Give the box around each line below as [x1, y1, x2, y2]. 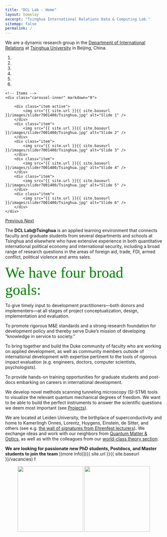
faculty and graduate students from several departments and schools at [5, 233, 153, 239]
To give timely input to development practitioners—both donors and [5, 302, 145, 308]
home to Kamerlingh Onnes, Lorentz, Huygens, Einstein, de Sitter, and [5, 420, 149, 426]
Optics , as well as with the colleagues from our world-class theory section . [5, 436, 159, 442]
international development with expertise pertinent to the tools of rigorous [5, 353, 157, 360]
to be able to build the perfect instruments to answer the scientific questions [5, 399, 162, 405]
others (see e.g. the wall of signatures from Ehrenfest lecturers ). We [5, 425, 145, 431]
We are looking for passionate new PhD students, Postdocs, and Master [5, 445, 157, 451]
